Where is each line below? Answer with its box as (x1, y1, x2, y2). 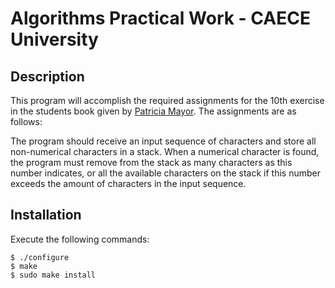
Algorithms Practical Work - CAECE (10, 7, 311, 30)
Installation (10, 207, 82, 224)
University (10, 28, 99, 51)
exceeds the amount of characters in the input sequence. (10, 178, 247, 189)
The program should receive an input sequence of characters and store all (10, 135, 317, 147)
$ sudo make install (10, 270, 97, 280)
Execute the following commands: (10, 233, 150, 245)
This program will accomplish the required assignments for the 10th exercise (10, 95, 325, 106)
